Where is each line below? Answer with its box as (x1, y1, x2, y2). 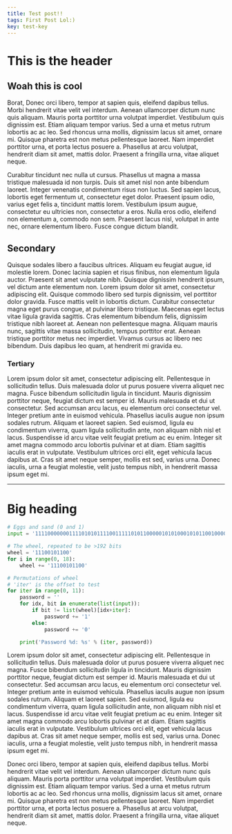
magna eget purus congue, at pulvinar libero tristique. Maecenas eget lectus (7, 305, 225, 314)
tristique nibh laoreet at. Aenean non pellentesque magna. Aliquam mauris (7, 320, 218, 328)
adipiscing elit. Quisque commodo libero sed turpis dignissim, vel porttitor (7, 290, 217, 298)
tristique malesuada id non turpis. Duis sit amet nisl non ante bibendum (7, 178, 209, 187)
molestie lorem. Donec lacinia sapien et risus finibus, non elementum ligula (7, 268, 220, 277)
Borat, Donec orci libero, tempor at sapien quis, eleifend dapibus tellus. (7, 98, 209, 107)
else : (32, 619, 48, 626)
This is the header (7, 53, 113, 69)
